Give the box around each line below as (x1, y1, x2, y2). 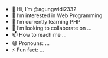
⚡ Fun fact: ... (11, 46, 44, 53)
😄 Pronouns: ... (11, 40, 50, 47)
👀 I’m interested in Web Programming (11, 12, 103, 19)
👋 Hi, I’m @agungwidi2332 (11, 6, 77, 12)
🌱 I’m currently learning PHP (11, 18, 81, 25)
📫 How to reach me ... (11, 31, 67, 38)
